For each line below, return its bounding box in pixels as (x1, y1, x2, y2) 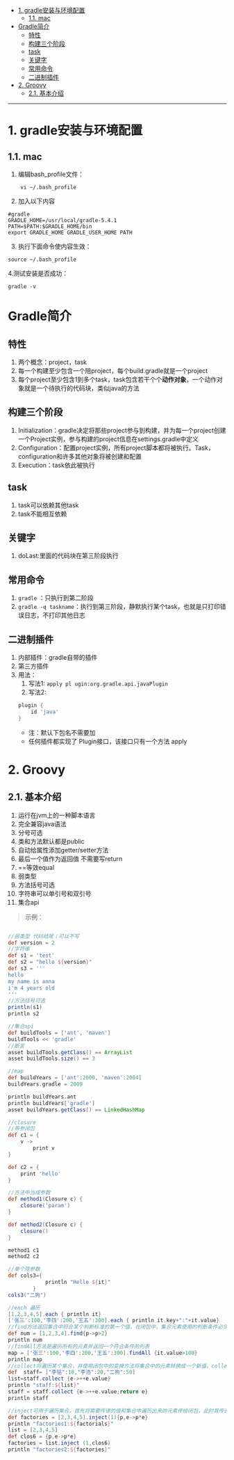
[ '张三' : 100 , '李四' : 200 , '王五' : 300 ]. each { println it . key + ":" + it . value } (8, 1317, 219, 1324)
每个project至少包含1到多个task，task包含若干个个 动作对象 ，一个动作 (17, 375, 217, 383)
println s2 (8, 1010, 40, 1017)
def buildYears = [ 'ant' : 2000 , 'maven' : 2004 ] (8, 1074, 142, 1081)
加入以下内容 (17, 197, 55, 205)
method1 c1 (8, 1246, 40, 1254)
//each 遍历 (8, 1304, 40, 1311)
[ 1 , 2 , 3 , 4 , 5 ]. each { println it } (8, 1310, 101, 1317)
